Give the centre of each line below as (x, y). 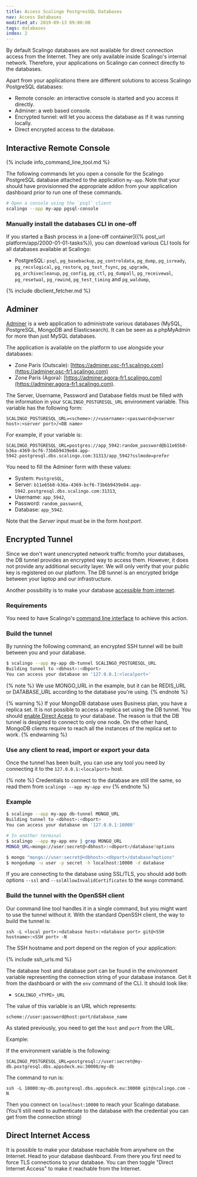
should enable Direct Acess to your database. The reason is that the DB (93, 716)
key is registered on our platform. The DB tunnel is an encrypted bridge (92, 572)
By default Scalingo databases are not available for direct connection (90, 50)
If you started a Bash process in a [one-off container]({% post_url (86, 236)
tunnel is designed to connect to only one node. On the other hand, (87, 722)
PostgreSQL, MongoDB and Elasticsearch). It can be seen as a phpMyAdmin (98, 329)
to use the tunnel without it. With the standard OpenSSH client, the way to (95, 915)
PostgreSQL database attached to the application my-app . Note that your (93, 180)
